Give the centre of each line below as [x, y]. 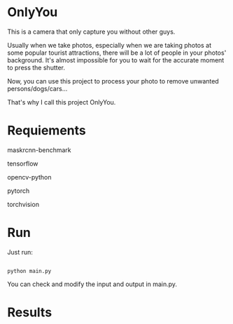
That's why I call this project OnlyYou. [62, 102]
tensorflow [23, 163]
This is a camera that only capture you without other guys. [91, 32]
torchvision [23, 204]
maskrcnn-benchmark [39, 150]
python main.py [29, 271]
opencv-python [29, 177]
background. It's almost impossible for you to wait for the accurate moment [116, 60]
